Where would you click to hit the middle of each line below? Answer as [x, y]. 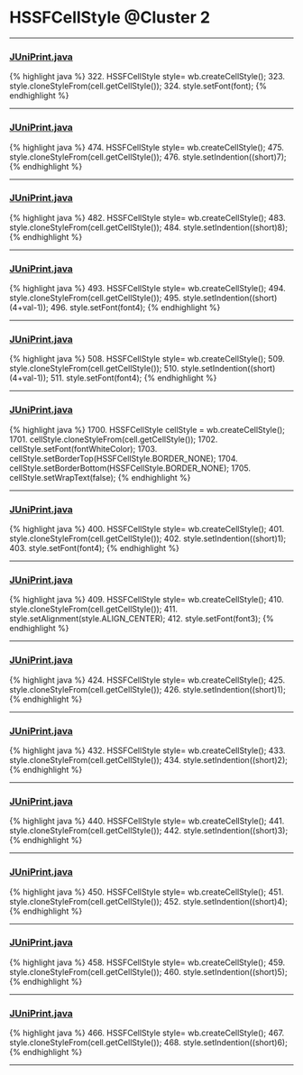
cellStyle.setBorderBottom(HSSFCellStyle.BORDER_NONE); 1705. [130, 468]
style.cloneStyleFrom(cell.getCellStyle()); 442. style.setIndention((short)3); [149, 831]
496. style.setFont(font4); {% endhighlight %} [135, 308]
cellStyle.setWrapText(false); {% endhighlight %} [100, 477]
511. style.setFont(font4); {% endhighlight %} [133, 378]
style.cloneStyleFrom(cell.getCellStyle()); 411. [94, 609]
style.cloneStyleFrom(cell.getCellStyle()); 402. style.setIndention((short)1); [148, 538]
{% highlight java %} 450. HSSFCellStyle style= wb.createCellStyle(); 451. [147, 892]
